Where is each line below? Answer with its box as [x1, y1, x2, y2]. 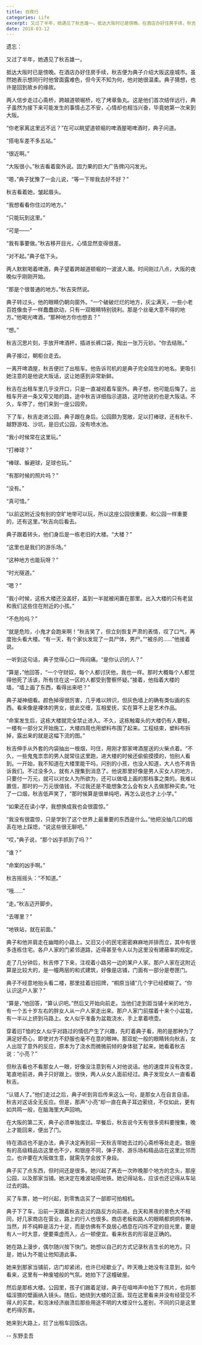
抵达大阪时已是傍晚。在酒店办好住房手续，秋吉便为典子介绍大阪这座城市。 [6, 69, 191, 76]
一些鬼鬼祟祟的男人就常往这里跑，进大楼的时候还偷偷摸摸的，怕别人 [16, 752, 185, 760]
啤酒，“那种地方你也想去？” [32, 314, 100, 321]
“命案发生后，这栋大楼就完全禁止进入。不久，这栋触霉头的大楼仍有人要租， [6, 717, 194, 724]
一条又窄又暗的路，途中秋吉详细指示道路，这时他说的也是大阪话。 [26, 393, 191, 400]
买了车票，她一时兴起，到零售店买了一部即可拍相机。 [6, 1195, 138, 1202]
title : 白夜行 [6, 8, 39, 15]
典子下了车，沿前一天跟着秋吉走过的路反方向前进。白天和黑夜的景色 [6, 1207, 175, 1215]
